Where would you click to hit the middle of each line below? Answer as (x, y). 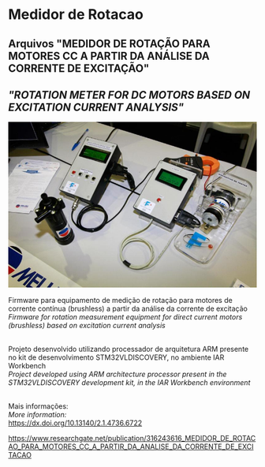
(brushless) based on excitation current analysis (87, 326)
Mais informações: (38, 406)
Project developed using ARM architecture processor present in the (118, 374)
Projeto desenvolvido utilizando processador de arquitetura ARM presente (129, 349)
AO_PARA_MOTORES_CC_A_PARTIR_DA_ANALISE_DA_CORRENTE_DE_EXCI (131, 446)
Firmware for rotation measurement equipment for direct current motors (125, 317)
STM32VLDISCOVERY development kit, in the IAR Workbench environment (129, 383)
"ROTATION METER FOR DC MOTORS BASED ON (129, 95)
